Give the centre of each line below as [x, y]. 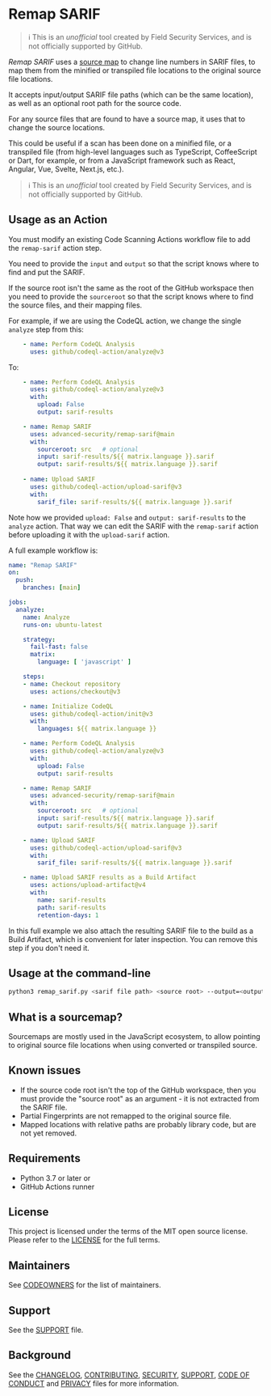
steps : [34, 677]
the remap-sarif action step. [55, 248]
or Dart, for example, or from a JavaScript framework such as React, [122, 160]
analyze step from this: [46, 329]
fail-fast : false [59, 647]
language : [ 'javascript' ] [84, 662]
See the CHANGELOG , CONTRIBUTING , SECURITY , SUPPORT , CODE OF [129, 1375]
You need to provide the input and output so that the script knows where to [134, 263]
